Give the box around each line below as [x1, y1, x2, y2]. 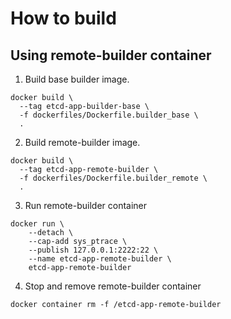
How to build [10, 7, 117, 30]
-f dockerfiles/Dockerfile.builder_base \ [19, 110, 199, 120]
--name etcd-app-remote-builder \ [28, 254, 172, 264]
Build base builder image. [24, 73, 130, 85]
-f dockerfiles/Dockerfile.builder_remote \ [19, 173, 208, 183]
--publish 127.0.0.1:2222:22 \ [28, 245, 159, 255]
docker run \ [10, 219, 65, 229]
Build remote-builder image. [24, 137, 141, 148]
